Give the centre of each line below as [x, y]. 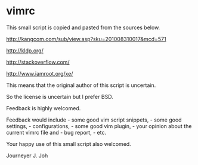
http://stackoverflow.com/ [38, 62]
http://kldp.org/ [25, 50]
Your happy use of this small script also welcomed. [69, 144]
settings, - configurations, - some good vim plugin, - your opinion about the [99, 126]
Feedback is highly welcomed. [44, 108]
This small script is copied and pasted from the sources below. [83, 27]
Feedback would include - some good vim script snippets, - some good [94, 120]
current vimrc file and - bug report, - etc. [56, 132]
